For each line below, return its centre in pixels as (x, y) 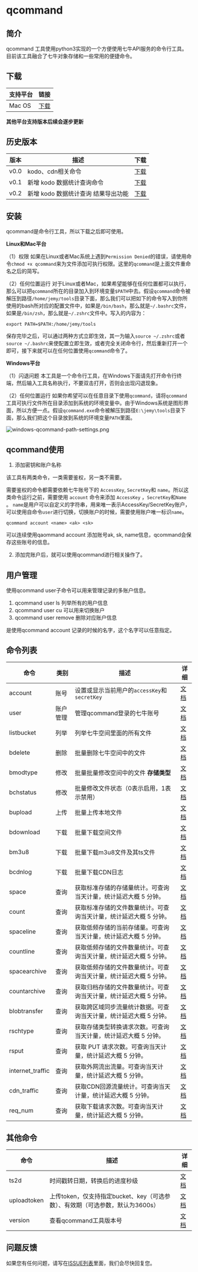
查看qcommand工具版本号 (86, 1220)
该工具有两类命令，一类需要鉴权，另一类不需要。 (65, 477)
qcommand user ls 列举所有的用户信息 (61, 603)
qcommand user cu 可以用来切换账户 (60, 610)
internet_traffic (29, 1071)
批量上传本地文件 (98, 812)
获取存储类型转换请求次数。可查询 (122, 1027)
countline (22, 951)
